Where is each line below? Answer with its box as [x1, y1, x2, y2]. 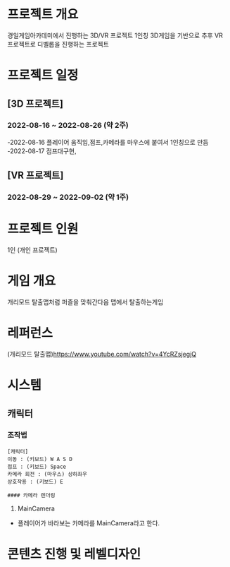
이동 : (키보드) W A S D [7, 455, 72, 462]
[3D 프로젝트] [7, 97, 63, 109]
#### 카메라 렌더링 [7, 491, 56, 499]
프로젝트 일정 [7, 68, 79, 83]
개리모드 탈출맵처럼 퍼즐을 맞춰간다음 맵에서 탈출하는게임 [7, 298, 164, 306]
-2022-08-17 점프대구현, [7, 146, 77, 155]
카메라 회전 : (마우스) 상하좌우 [7, 470, 88, 477]
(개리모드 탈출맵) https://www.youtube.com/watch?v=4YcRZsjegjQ [7, 350, 197, 358]
